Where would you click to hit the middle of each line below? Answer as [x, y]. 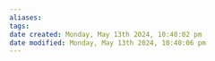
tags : [19, 26]
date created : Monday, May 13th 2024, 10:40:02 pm [106, 34]
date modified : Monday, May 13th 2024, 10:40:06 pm [107, 43]
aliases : [26, 17]
